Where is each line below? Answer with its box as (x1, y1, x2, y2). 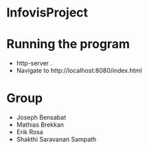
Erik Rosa (16, 128, 44, 136)
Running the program (6, 36, 130, 52)
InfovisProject (6, 5, 89, 21)
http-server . (16, 59, 53, 67)
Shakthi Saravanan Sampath (16, 136, 97, 144)
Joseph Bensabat (16, 114, 67, 122)
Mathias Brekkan (16, 120, 65, 129)
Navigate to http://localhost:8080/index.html (16, 67, 142, 75)
